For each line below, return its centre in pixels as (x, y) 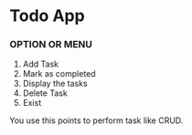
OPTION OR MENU (51, 45)
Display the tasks (55, 84)
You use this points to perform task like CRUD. (96, 120)
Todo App (47, 16)
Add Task (41, 64)
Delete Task (45, 93)
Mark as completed (59, 74)
